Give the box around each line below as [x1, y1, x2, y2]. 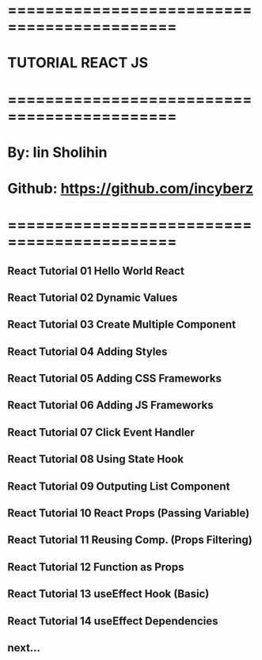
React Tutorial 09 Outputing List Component [7, 479, 230, 493]
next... [7, 641, 41, 654]
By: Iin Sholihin [7, 143, 108, 161]
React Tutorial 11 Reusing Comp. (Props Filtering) [7, 533, 253, 547]
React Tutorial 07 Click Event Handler [7, 425, 196, 439]
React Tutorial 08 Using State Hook [7, 452, 184, 466]
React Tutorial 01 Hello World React [7, 264, 185, 277]
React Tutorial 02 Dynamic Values [7, 291, 178, 304]
